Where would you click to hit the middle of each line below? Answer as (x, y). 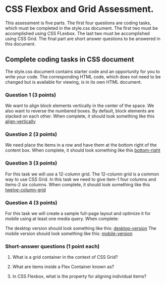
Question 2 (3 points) (31, 134)
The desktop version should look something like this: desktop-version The (81, 228)
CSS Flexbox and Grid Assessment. (80, 9)
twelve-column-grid (26, 190)
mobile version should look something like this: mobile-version (69, 233)
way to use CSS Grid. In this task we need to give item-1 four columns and (81, 179)
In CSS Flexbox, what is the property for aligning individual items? (79, 277)
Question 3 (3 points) (31, 163)
